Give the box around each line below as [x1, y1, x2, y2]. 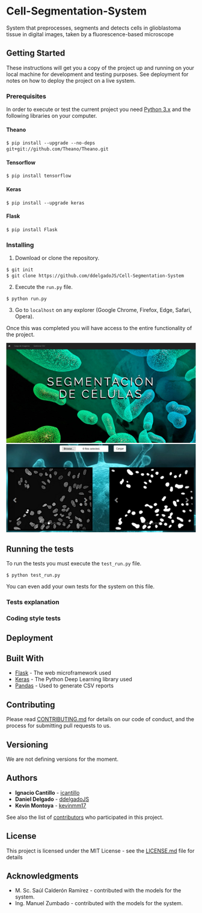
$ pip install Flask [6, 226, 58, 233]
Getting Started [6, 48, 66, 59]
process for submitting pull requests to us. [6, 722, 111, 730]
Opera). [14, 313, 34, 320]
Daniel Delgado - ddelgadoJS [14, 795, 90, 803]
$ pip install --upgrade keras [6, 200, 85, 206]
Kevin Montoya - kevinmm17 [14, 801, 87, 809]
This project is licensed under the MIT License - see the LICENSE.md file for [6, 847, 195, 854]
